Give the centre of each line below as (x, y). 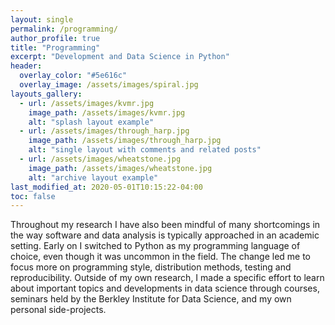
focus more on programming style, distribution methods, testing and (151, 267)
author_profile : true (55, 38)
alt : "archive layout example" (93, 177)
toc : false (33, 196)
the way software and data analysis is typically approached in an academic (165, 235)
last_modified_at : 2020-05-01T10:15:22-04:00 (106, 187)
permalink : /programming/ (64, 29)
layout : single (42, 19)
